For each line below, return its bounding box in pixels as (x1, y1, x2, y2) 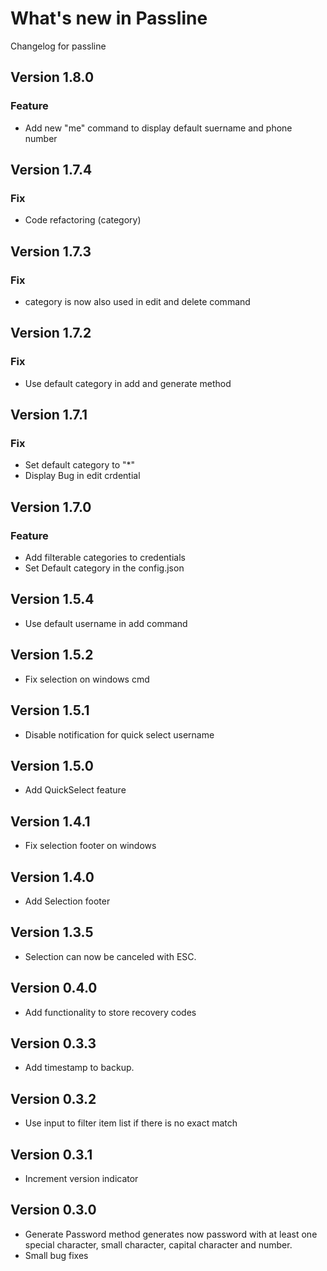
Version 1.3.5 (10, 924, 94, 941)
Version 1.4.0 (10, 868, 95, 886)
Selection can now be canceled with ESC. (24, 950, 197, 962)
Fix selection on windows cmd (24, 673, 150, 685)
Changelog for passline (10, 40, 107, 52)
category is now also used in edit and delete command (24, 296, 251, 307)
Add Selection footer (24, 895, 111, 907)
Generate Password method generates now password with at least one (24, 1228, 318, 1240)
